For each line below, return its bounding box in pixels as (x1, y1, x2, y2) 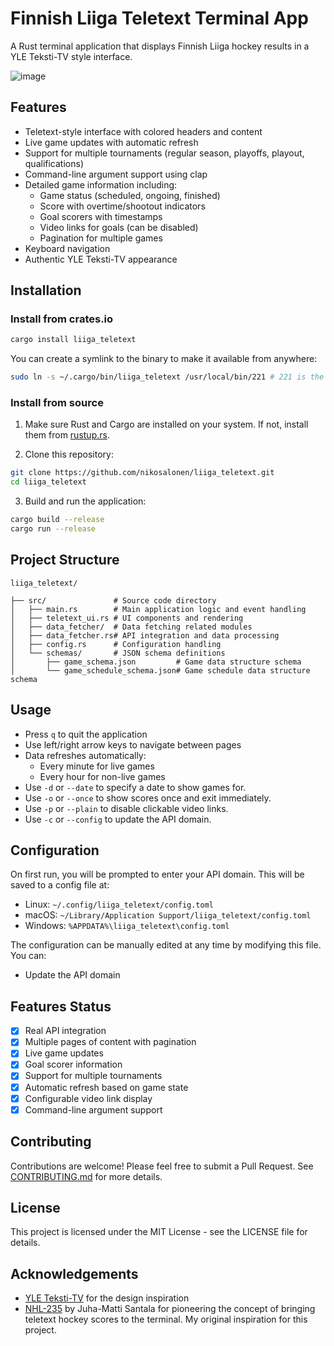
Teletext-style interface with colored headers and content (24, 125, 263, 137)
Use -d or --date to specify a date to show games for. (24, 781, 247, 793)
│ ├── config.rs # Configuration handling (10, 639, 222, 649)
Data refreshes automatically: (24, 749, 147, 761)
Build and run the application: (24, 495, 147, 507)
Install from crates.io (10, 312, 114, 326)
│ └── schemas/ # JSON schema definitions (10, 648, 226, 658)
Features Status (10, 998, 112, 1015)
